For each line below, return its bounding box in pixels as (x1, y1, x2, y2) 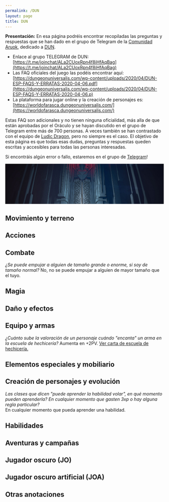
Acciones (5, 231, 36, 240)
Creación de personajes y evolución (5, 377, 120, 386)
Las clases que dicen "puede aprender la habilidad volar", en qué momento (5, 390, 162, 396)
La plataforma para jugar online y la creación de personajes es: (12, 96, 143, 103)
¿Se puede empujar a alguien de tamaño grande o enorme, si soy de (5, 262, 148, 268)
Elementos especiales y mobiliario (5, 360, 115, 369)
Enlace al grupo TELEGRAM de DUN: (12, 54, 89, 60)
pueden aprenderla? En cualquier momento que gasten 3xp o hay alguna (5, 396, 157, 402)
